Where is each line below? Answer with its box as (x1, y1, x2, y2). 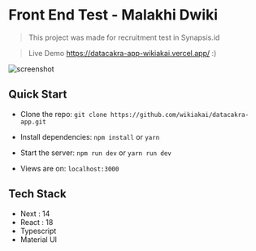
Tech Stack (8, 187, 67, 201)
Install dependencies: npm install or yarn (20, 132, 160, 141)
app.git (20, 118, 46, 126)
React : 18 (20, 217, 54, 227)
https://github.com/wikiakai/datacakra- (110, 110, 249, 119)
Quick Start (8, 88, 67, 102)
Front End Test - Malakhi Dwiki (8, 6, 218, 24)
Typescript (20, 226, 57, 236)
